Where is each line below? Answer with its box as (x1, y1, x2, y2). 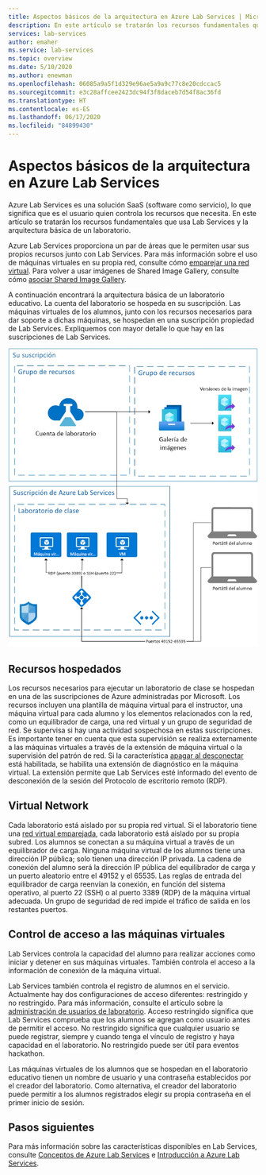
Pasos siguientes (8, 1120, 95, 1134)
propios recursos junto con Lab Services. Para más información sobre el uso (8, 249, 258, 258)
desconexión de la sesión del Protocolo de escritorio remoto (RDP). (8, 775, 228, 786)
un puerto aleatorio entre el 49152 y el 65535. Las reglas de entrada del (8, 871, 241, 880)
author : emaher (8, 38, 59, 46)
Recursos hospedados (8, 662, 122, 675)
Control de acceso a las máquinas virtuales (8, 928, 226, 941)
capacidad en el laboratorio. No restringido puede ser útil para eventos (8, 1040, 239, 1049)
